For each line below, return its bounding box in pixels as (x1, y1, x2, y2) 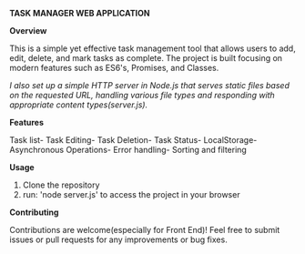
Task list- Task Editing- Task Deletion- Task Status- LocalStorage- (9, 135, 258, 145)
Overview (9, 25, 47, 36)
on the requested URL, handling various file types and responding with (9, 90, 275, 100)
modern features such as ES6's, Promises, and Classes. (9, 63, 219, 73)
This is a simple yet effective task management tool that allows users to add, (9, 43, 296, 54)
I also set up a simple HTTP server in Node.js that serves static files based (9, 80, 290, 90)
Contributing (9, 207, 59, 218)
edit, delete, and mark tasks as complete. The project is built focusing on (9, 53, 283, 63)
